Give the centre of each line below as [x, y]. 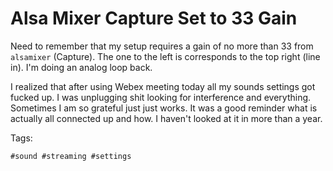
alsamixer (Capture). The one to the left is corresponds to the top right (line [165, 56]
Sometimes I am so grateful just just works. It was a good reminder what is [164, 108]
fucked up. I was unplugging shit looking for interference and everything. [161, 97]
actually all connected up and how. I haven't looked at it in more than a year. [166, 118]
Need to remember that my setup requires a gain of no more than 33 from [162, 46]
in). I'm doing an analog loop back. [81, 67]
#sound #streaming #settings [71, 156]
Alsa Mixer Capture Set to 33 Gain [154, 18]
